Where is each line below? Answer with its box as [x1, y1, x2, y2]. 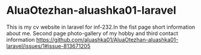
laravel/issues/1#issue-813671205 [6, 42, 91, 50]
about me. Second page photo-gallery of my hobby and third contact [6, 29, 179, 36]
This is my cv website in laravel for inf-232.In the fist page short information [6, 23, 196, 30]
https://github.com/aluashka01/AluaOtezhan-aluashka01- [36, 36, 179, 43]
